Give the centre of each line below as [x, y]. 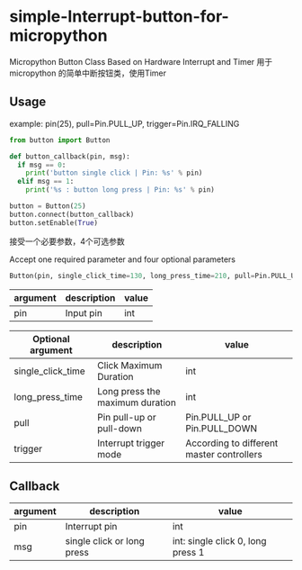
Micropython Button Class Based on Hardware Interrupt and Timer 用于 [141, 61]
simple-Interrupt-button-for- [119, 17]
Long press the [129, 391]
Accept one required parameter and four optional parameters [123, 259]
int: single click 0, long [219, 541]
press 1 [188, 553]
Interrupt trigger [131, 443]
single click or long [105, 541]
